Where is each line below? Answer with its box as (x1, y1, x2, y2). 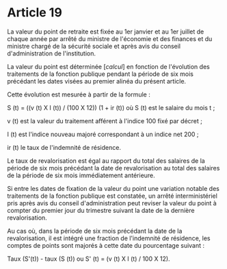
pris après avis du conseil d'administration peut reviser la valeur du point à (7, 198, 217, 207)
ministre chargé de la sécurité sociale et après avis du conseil (7, 42, 181, 50)
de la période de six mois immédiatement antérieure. (7, 171, 155, 179)
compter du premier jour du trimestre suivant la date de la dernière (7, 206, 195, 214)
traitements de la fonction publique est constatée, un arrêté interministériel (7, 192, 217, 200)
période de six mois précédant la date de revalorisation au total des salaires (7, 164, 220, 172)
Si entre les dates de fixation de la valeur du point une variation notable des (7, 184, 220, 192)
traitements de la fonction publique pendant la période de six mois (7, 70, 193, 78)
